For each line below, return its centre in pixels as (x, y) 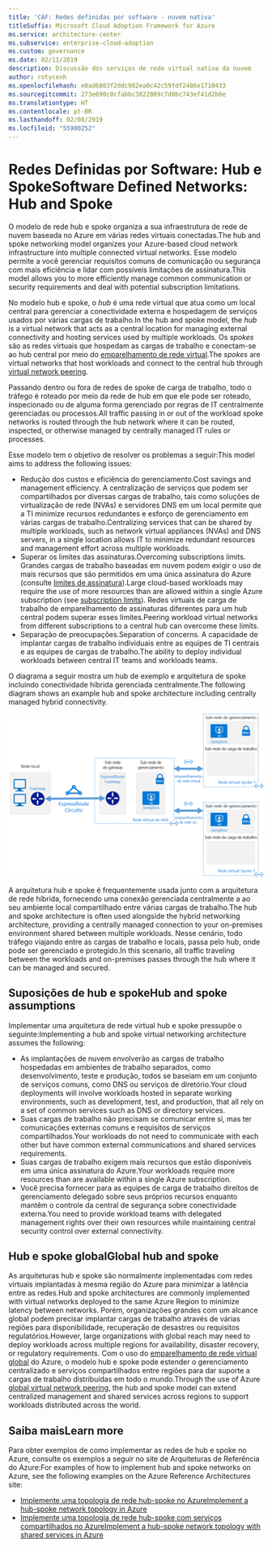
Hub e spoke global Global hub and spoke (114, 1257)
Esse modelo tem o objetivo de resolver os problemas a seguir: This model (132, 455)
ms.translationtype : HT (49, 103)
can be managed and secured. (59, 967)
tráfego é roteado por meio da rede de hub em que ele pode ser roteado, (130, 396)
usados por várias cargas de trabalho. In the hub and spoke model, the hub (133, 320)
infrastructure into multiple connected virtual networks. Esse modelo (123, 252)
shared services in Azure (62, 1535)
